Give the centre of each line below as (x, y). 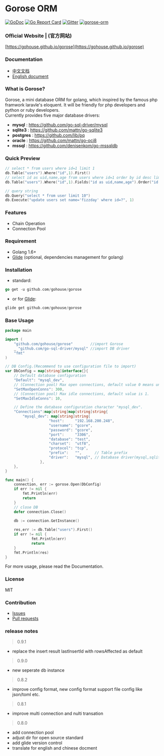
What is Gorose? (25, 89)
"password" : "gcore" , (71, 430)
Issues (19, 613)
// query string (21, 191)
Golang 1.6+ (24, 252)
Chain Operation (29, 223)
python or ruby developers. (32, 110)
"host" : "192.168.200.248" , (82, 421)
